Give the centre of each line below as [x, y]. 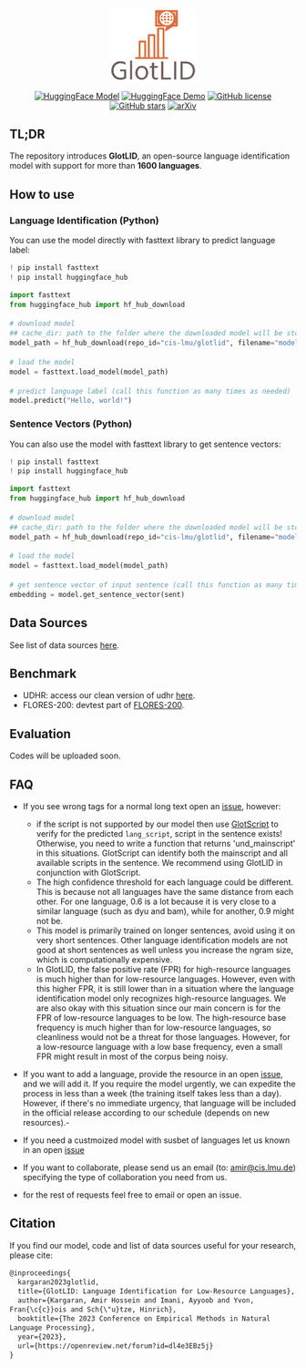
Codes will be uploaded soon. [65, 756]
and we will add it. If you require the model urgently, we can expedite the [159, 1084]
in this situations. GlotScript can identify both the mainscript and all [162, 853]
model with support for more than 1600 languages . [106, 166]
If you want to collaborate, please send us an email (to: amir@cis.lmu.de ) [159, 1167]
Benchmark [43, 674]
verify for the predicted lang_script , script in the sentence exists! [159, 834]
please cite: [31, 1255]
